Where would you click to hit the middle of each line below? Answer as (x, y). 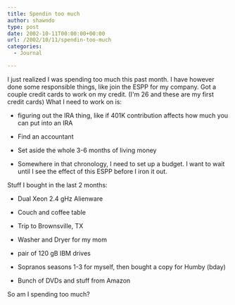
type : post (23, 27)
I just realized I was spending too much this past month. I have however (111, 79)
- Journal (28, 54)
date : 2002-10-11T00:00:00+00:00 (56, 33)
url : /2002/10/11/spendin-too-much (59, 40)
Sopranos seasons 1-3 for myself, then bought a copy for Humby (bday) (122, 267)
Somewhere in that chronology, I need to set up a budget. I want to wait (121, 163)
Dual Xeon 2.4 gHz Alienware (60, 199)
